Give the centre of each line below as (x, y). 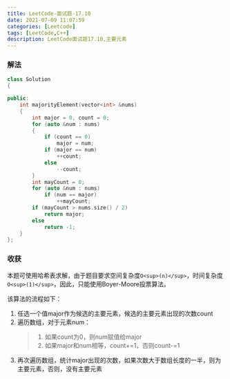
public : (18, 99)
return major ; (64, 214)
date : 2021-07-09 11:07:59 (46, 20)
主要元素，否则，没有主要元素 (59, 369)
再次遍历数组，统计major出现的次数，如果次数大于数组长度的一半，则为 (119, 360)
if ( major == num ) (70, 150)
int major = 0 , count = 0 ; (71, 118)
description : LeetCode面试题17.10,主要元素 (67, 39)
